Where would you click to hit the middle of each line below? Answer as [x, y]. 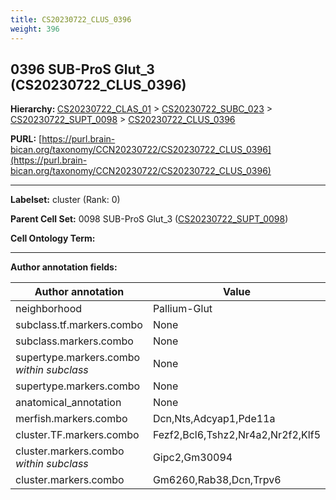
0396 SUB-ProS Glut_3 [82, 69]
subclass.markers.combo [74, 341]
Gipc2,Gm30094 [192, 458]
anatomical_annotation [68, 403]
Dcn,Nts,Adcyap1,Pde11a [214, 419]
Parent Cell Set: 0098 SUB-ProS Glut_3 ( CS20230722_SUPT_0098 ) [149, 219]
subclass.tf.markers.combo [79, 325]
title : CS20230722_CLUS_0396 [71, 19]
